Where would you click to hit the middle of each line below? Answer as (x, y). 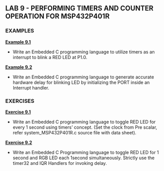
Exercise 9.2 (19, 142)
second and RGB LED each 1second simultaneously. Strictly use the (84, 158)
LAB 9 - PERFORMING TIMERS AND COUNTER (79, 8)
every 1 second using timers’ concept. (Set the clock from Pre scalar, (85, 127)
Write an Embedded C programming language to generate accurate (83, 77)
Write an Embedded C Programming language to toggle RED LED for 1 (86, 152)
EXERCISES (20, 101)
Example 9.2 (19, 67)
